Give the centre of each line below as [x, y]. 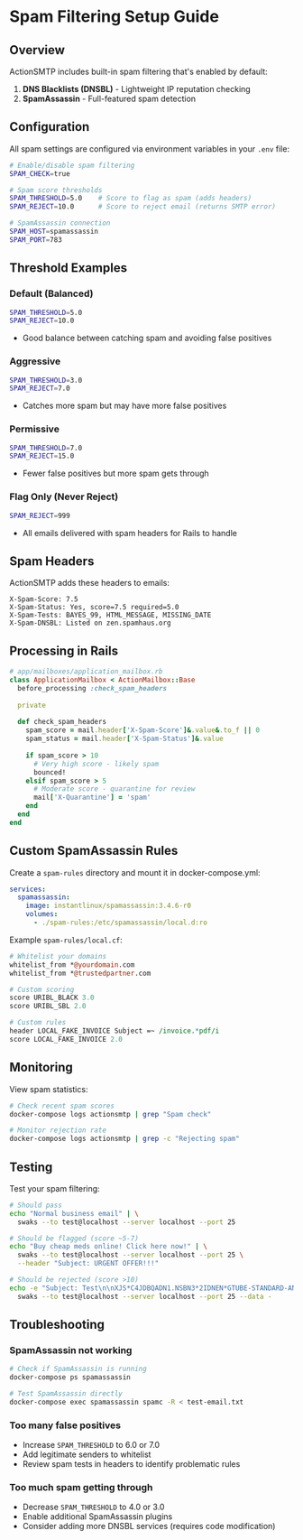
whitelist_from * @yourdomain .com [72, 965]
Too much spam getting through [81, 1488]
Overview [37, 50]
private [32, 705]
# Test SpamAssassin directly [66, 1394]
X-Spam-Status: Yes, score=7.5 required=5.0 [94, 608]
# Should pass [36, 1205]
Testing [31, 1167]
